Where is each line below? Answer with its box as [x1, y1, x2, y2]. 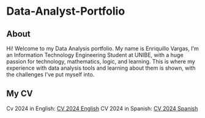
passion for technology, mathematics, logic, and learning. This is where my [6, 58, 196, 65]
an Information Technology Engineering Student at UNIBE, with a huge [6, 51, 184, 59]
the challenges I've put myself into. [6, 71, 95, 78]
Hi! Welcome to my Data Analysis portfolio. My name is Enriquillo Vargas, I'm [6, 45, 199, 52]
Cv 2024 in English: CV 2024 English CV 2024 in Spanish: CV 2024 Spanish [6, 105, 198, 112]
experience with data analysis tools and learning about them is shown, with [6, 64, 196, 72]
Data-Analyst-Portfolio [6, 4, 125, 18]
